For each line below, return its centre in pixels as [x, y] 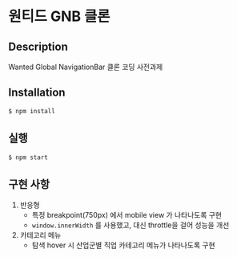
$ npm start [28, 157]
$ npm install [32, 111]
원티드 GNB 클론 [59, 16]
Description [38, 46]
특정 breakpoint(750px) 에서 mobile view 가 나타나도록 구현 [127, 215]
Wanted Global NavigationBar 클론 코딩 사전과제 [86, 67]
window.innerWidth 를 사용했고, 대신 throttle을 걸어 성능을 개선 [131, 225]
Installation [37, 93]
